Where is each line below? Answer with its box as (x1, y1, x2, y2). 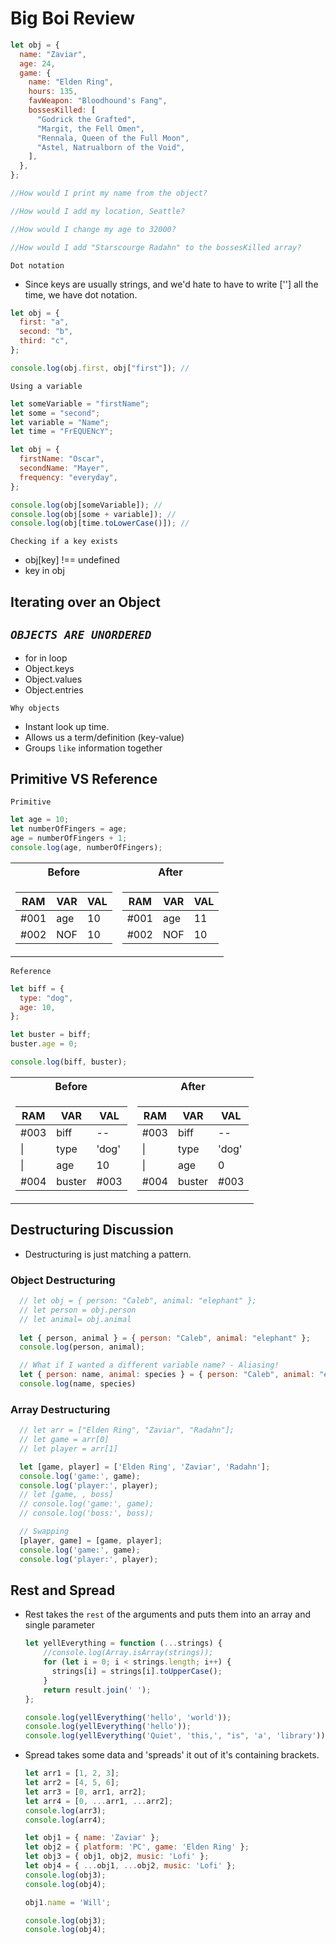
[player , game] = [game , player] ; (19, 1535, 163, 1546)
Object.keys (24, 662, 75, 674)
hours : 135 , (28, 87, 78, 97)
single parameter (24, 1619, 95, 1631)
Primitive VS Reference (10, 770, 158, 787)
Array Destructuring (10, 1402, 111, 1416)
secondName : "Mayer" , (19, 463, 110, 474)
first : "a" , (19, 317, 70, 327)
